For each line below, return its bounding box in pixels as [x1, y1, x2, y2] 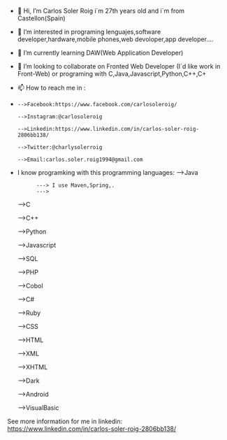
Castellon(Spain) [17, 14, 66, 22]
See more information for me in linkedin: [7, 417, 123, 425]
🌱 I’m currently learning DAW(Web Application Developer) [17, 49, 184, 57]
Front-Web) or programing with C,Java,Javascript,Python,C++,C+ [17, 70, 207, 78]
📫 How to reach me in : [17, 84, 86, 92]
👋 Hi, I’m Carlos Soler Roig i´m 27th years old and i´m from [17, 7, 185, 15]
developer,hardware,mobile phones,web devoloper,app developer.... [17, 35, 214, 43]
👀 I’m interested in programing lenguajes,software [17, 28, 161, 36]
